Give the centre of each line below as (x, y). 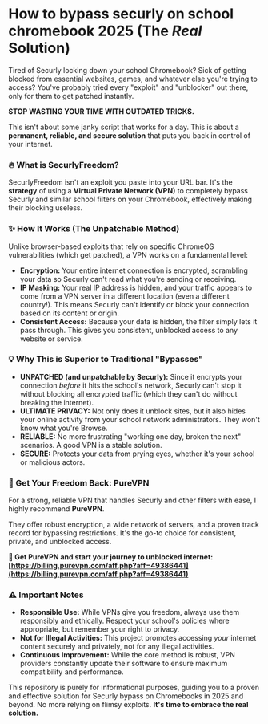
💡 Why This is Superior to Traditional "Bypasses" (106, 360)
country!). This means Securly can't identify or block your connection (134, 304)
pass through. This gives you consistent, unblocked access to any (129, 330)
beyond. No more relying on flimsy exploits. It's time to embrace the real (128, 705)
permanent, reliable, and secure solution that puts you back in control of (129, 135)
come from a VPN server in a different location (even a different (124, 296)
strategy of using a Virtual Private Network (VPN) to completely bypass (128, 191)
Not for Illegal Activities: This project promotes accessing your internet (138, 638)
